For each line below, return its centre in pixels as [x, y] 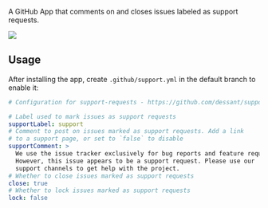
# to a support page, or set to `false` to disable [96, 139]
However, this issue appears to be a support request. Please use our [135, 161]
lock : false [28, 198]
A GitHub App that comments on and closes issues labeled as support [123, 12]
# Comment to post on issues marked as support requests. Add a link [126, 131]
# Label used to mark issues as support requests [93, 116]
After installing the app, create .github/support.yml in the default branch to [132, 79]
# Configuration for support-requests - [77, 102]
